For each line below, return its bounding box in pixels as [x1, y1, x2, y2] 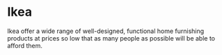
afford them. [7, 41, 43, 49]
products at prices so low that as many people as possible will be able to [7, 34, 216, 42]
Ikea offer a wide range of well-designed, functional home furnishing [7, 27, 205, 35]
